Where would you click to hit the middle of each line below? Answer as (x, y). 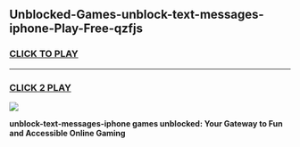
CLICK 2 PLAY (40, 87)
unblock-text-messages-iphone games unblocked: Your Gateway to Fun (146, 123)
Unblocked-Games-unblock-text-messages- (137, 15)
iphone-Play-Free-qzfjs (76, 29)
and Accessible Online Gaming (67, 133)
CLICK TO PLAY (44, 54)
